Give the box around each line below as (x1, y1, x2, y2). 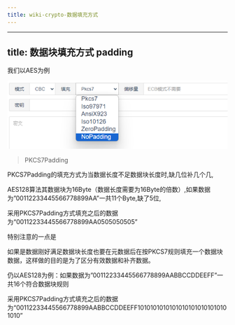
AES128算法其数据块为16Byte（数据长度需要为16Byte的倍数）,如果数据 (7, 185, 211, 193)
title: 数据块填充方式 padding (7, 46, 134, 59)
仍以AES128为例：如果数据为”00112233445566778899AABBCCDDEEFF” (7, 270, 218, 279)
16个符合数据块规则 (13, 279, 69, 288)
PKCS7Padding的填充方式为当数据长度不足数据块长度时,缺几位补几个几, (7, 170, 214, 179)
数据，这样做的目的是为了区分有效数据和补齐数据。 (7, 256, 155, 264)
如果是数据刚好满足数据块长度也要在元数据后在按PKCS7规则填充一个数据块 (7, 247, 224, 256)
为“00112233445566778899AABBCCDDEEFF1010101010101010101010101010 (7, 303, 227, 312)
